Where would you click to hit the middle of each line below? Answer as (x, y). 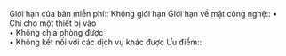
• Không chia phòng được (56, 32)
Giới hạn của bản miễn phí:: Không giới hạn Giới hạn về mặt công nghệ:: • (143, 14)
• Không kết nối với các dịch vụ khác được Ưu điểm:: (106, 42)
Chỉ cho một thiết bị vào (53, 23)
